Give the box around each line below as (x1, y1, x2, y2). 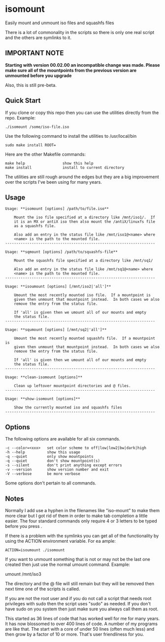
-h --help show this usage (5, 450, 80, 455)
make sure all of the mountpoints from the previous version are (5, 67, 137, 73)
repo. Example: (5, 115, 36, 120)
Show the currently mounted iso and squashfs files (14, 405, 122, 410)
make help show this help (5, 160, 94, 166)
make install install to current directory (5, 165, 125, 170)
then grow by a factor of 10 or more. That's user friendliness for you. (5, 631, 144, 637)
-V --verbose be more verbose (5, 472, 80, 477)
